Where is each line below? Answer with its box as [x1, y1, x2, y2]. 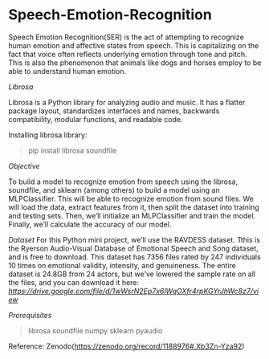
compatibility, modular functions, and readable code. [8, 114, 183, 124]
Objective [8, 161, 40, 170]
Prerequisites [8, 310, 52, 320]
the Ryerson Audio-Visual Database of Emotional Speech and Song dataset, [8, 243, 259, 253]
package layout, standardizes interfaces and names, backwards [8, 106, 220, 116]
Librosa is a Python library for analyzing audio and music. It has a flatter [8, 97, 246, 107]
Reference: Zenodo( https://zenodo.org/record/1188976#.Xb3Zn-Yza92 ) [8, 341, 245, 351]
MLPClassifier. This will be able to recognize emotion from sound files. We [8, 194, 255, 203]
